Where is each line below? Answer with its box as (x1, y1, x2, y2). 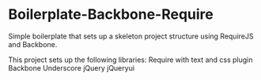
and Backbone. (8, 39, 58, 49)
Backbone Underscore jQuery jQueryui (8, 63, 135, 72)
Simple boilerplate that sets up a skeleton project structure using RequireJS (8, 31, 254, 41)
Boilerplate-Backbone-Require (8, 5, 214, 24)
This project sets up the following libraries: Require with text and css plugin (8, 55, 253, 64)
